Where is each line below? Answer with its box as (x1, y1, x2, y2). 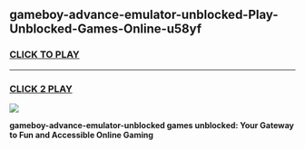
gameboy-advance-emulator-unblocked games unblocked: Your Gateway (9, 119, 295, 130)
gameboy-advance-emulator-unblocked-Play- (9, 7, 279, 23)
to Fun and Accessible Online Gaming (9, 129, 154, 140)
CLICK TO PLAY (9, 49, 80, 61)
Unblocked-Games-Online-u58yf (9, 22, 202, 37)
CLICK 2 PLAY (9, 82, 73, 95)
